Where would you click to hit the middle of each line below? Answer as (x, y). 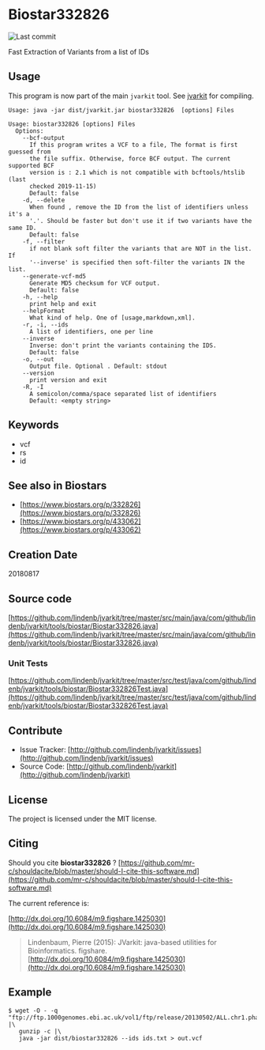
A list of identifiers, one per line (91, 331)
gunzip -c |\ (40, 1031)
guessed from (30, 152)
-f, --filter (44, 242)
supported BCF (32, 165)
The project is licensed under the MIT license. (83, 818)
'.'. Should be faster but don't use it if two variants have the (140, 221)
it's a (19, 214)
